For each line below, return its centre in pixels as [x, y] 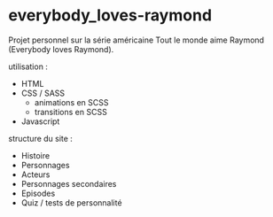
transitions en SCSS [70, 112]
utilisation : [28, 66]
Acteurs [35, 174]
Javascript [40, 121]
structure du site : [40, 138]
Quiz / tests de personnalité [71, 202]
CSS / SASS [43, 93]
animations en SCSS [71, 102]
